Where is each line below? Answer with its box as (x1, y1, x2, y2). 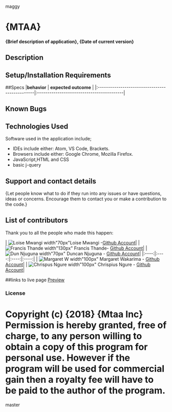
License (5, 290, 26, 297)
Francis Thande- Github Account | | (74, 245, 147, 251)
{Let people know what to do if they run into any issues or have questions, (5, 191, 162, 196)
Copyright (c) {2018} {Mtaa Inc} (5, 308, 143, 320)
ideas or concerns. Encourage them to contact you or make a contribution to (5, 196, 167, 202)
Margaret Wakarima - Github (99, 256, 160, 262)
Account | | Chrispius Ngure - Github (5, 261, 151, 267)
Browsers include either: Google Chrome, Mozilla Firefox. (12, 151, 134, 157)
